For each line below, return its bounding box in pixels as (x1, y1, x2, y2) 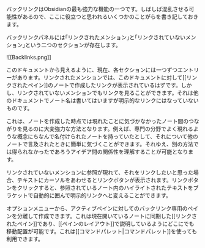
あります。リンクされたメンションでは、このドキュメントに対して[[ (17, 74, 187, 81)
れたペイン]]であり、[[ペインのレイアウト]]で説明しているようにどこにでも (6, 220, 195, 227)
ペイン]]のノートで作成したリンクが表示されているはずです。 (27, 81, 182, 89)
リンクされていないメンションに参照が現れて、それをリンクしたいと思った (6, 169, 194, 176)
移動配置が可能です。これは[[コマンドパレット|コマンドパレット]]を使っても (6, 228, 198, 235)
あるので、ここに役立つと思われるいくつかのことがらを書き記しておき (22, 13, 199, 20)
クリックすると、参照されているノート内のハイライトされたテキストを (17, 184, 194, 191)
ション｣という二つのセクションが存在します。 (6, 42, 121, 48)
